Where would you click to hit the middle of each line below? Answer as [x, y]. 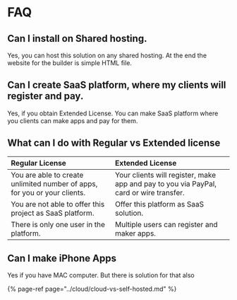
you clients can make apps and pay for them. [73, 120]
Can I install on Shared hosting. [77, 39]
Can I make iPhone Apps [62, 259]
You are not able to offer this [58, 204]
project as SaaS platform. [53, 213]
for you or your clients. [48, 192]
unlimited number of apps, [54, 183]
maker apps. [136, 233]
